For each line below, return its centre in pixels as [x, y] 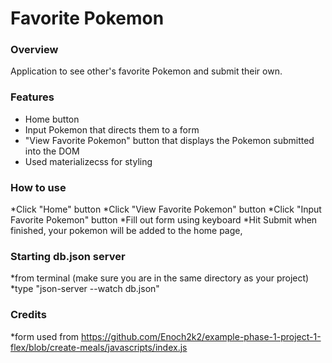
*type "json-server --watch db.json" [85, 289]
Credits [28, 315]
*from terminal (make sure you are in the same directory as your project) [160, 278]
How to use [38, 187]
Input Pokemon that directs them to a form [112, 129]
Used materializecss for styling [88, 161]
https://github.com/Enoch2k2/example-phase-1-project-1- [201, 336]
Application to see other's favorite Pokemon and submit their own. [146, 71]
